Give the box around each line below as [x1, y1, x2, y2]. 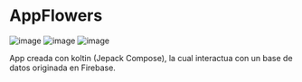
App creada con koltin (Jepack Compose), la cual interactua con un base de [9, 52, 293, 63]
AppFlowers [9, 5, 103, 26]
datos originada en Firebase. [9, 62, 116, 73]
